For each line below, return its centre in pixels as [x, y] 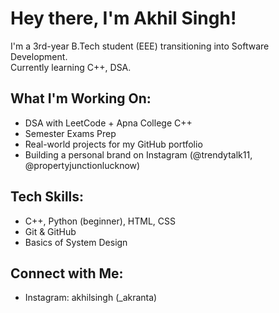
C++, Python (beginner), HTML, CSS [100, 221]
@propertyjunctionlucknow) [82, 165]
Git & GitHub [50, 231]
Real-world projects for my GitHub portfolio [113, 144]
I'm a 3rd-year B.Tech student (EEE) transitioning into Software [140, 46]
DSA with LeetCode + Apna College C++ [108, 123]
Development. [39, 56]
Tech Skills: [47, 197]
